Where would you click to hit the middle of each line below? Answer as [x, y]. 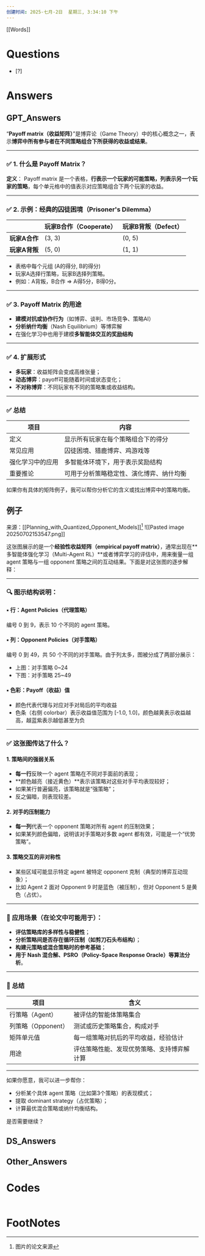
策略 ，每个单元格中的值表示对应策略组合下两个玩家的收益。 [92, 186]
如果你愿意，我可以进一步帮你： [46, 1080]
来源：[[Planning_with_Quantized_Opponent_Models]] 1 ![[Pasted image [95, 526]
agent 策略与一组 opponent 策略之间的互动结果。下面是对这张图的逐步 [95, 562]
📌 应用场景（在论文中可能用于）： [54, 918]
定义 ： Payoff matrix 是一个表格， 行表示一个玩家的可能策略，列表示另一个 [99, 178]
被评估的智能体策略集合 [107, 1015]
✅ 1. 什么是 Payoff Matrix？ [46, 164]
